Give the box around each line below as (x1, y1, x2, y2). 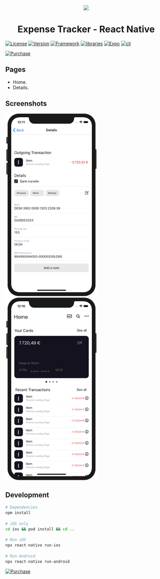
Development (5, 491, 50, 499)
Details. (12, 84, 29, 90)
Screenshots (5, 99, 47, 108)
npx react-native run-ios (5, 543, 61, 548)
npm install (5, 510, 31, 516)
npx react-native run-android (5, 559, 70, 564)
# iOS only (5, 521, 29, 526)
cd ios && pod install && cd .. (5, 527, 74, 532)
